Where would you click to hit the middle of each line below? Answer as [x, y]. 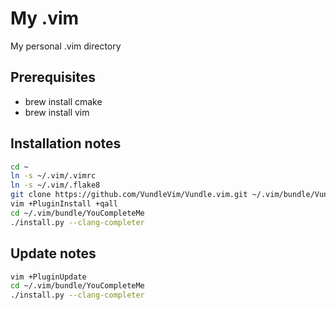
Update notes [53, 253]
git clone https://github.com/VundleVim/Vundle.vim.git [129, 195]
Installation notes [66, 143]
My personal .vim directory [66, 46]
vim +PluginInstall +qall [64, 204]
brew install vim [57, 112]
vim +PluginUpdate [48, 277]
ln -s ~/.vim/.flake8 [55, 185]
